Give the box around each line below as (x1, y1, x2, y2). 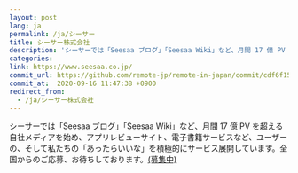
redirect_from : (9, 87, 66, 96)
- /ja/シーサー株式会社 (17, 95, 95, 105)
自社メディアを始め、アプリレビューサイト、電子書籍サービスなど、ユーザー (9, 132, 288, 143)
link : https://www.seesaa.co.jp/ (9, 63, 133, 72)
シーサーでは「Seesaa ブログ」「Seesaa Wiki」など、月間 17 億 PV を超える (9, 121, 284, 131)
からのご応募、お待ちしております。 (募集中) (16, 154, 177, 165)
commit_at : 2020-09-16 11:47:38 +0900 (9, 79, 157, 88)
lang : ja (9, 21, 42, 30)
